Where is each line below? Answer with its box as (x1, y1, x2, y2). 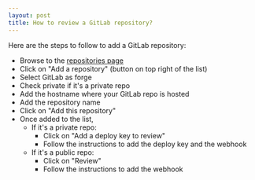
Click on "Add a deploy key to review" (42, 130, 166, 140)
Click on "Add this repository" (19, 105, 116, 115)
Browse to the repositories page (19, 56, 124, 65)
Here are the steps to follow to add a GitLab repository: (8, 40, 187, 50)
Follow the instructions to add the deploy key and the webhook (42, 139, 247, 149)
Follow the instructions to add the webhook (42, 164, 183, 174)
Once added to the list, (19, 114, 94, 123)
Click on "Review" (42, 156, 102, 165)
